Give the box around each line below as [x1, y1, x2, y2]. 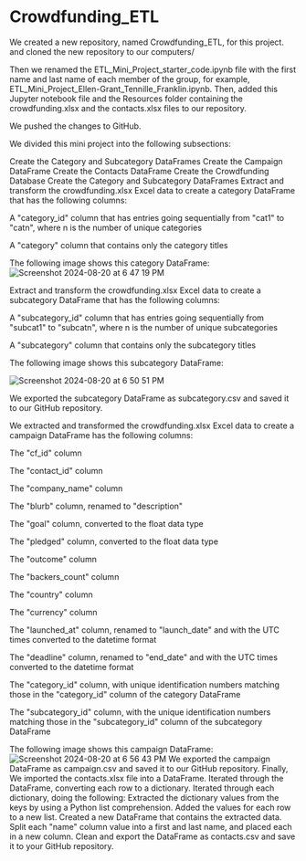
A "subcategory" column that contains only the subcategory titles [9, 340, 257, 351]
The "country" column [9, 589, 93, 600]
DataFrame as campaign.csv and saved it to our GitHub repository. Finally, [9, 762, 289, 773]
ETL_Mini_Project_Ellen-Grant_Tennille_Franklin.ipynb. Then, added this [9, 83, 279, 94]
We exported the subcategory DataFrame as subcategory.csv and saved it [9, 393, 290, 404]
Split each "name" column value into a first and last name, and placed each [9, 821, 292, 832]
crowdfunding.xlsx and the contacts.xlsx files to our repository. [9, 102, 247, 113]
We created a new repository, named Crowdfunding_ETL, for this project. [9, 37, 285, 47]
